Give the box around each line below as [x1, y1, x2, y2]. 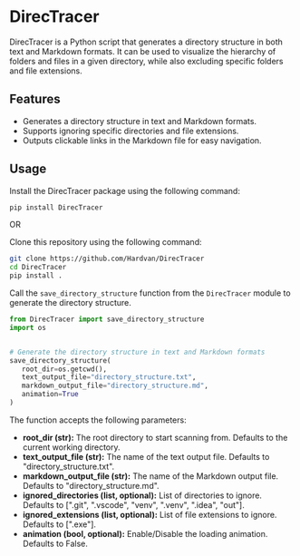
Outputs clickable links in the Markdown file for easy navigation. [22, 134, 262, 146]
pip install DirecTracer [9, 202, 103, 212]
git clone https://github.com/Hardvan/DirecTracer [9, 254, 205, 264]
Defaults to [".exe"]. [22, 519, 97, 530]
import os [9, 323, 47, 332]
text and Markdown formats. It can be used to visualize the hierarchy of [9, 45, 276, 56]
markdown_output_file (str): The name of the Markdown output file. [22, 470, 279, 482]
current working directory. [22, 442, 121, 453]
